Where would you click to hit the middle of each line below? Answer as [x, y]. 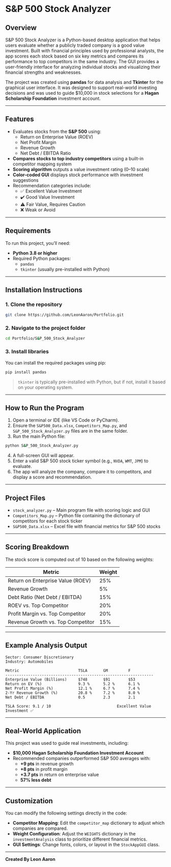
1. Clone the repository [34, 304]
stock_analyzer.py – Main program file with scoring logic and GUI [81, 510]
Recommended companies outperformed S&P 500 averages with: [81, 759]
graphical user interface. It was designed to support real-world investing [81, 88]
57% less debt [36, 780]
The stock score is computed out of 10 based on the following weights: [80, 559]
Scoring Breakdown [37, 547]
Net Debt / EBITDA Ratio [46, 153]
